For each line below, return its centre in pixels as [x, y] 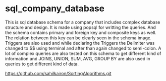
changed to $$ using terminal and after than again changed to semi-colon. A [83, 48]
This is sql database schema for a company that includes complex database [83, 22]
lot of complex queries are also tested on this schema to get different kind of [83, 53]
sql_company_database [55, 9]
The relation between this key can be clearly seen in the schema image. [79, 38]
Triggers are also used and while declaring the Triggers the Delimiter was [80, 43]
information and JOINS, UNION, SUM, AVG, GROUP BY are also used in [78, 58]
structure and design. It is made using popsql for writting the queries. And [81, 27]
